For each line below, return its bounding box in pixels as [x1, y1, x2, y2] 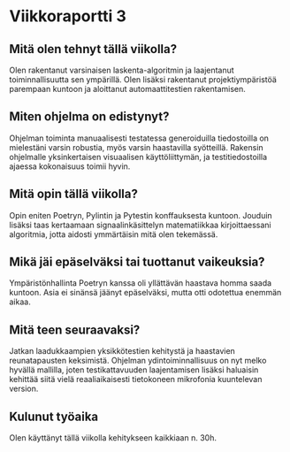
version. [9, 383, 39, 395]
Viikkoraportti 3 [9, 6, 126, 27]
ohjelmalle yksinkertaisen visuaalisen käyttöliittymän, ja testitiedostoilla [9, 151, 268, 162]
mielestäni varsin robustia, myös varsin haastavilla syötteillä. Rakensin [9, 142, 263, 152]
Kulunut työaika [9, 409, 99, 424]
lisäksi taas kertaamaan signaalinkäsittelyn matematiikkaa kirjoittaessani [9, 219, 271, 230]
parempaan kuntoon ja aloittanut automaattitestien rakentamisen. [9, 84, 246, 94]
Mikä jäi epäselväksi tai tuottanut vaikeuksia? [9, 255, 265, 270]
